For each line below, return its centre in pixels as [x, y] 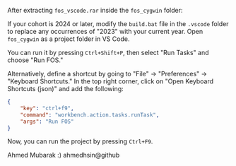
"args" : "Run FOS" [47, 121]
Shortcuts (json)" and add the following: [65, 89]
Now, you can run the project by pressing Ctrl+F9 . [80, 141]
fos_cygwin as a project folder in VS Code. [69, 39]
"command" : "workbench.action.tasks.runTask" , [90, 115]
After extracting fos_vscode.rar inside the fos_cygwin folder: [95, 10]
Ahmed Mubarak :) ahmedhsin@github [64, 155]
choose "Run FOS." [35, 60]
